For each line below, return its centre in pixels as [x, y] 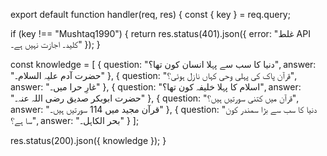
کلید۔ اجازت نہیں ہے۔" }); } [55, 44]
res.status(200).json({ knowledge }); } [88, 140]
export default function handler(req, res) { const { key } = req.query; [150, 14]
